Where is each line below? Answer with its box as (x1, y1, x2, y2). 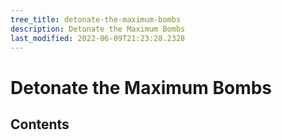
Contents (10, 116, 70, 133)
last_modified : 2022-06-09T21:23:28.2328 (10, 33, 186, 43)
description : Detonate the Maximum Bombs (10, 24, 186, 34)
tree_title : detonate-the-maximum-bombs (10, 14, 182, 25)
